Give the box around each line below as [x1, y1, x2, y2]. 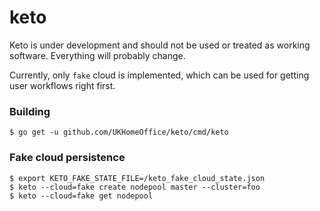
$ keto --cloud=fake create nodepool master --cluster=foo [9, 182, 261, 192]
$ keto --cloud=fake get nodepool [9, 191, 154, 201]
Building [9, 104, 51, 118]
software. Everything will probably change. [9, 49, 186, 61]
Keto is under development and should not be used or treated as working [9, 39, 311, 51]
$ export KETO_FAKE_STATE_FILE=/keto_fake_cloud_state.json [9, 173, 266, 183]
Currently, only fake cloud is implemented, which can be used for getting [9, 69, 310, 81]
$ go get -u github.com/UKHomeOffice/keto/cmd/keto [9, 127, 229, 138]
